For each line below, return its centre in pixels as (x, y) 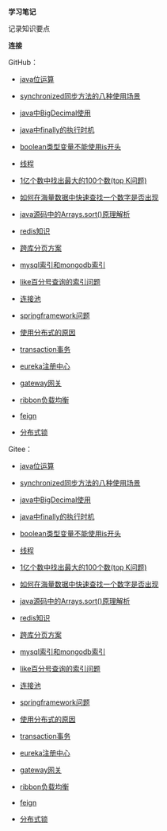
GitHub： (23, 62)
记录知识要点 (29, 29)
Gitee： (21, 449)
